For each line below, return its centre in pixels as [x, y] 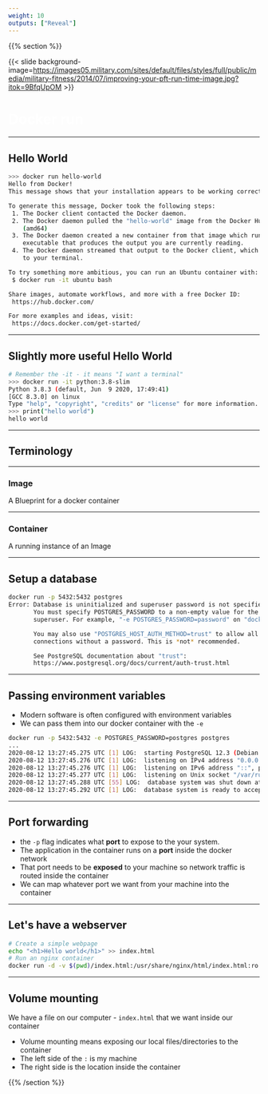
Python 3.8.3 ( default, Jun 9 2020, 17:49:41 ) [89, 389]
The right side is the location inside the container [100, 1067]
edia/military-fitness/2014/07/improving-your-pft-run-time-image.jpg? [124, 78]
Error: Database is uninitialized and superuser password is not [119, 605]
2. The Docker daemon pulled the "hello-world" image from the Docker [131, 221]
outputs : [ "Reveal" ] [43, 23]
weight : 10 [26, 16]
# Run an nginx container [51, 959]
